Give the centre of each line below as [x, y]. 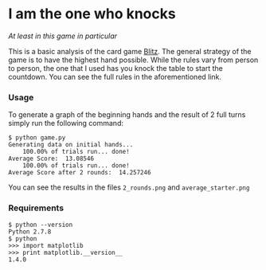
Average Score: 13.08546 [51, 159]
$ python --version [41, 225]
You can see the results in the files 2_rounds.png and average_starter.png [129, 187]
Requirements [36, 208]
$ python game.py [37, 138]
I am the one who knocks [92, 14]
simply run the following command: [66, 123]
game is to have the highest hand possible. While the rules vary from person [133, 60]
